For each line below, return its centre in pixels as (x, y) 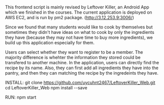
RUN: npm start (21, 97)
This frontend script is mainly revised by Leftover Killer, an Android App (77, 7)
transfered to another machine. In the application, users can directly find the (82, 63)
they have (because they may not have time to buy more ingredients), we (79, 37)
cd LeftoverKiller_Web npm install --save (46, 88)
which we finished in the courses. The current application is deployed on (79, 12)
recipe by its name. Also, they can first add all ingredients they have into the (82, 68)
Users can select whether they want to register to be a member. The (74, 52)
